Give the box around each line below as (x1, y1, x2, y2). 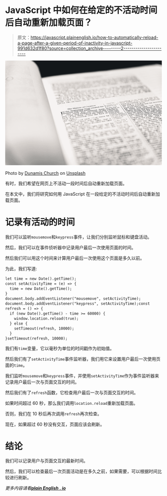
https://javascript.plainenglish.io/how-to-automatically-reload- (30, 34, 159, 40)
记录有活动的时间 (5, 216, 76, 228)
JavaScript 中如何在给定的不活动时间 (5, 4, 158, 16)
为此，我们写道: (5, 265, 37, 271)
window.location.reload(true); (14, 316, 79, 321)
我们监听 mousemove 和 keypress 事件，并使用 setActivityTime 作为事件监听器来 (5, 372, 160, 378)
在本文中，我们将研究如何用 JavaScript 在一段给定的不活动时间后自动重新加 (5, 191, 161, 197)
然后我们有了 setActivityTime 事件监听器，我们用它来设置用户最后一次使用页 (5, 356, 161, 362)
